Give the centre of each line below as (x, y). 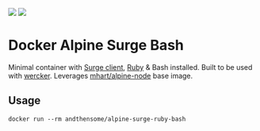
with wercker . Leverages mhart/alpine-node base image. (101, 75)
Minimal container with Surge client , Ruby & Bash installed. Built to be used (130, 67)
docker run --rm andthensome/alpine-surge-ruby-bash (97, 119)
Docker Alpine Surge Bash (96, 46)
